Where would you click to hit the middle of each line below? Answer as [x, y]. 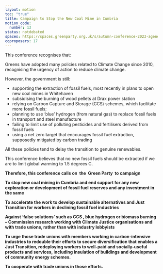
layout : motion [20, 9]
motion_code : [18, 23]
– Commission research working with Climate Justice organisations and [79, 222]
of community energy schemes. [38, 257]
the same [15, 193]
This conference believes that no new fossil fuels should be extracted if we [80, 159]
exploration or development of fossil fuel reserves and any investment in [80, 188]
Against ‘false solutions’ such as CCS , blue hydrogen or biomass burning [81, 217]
